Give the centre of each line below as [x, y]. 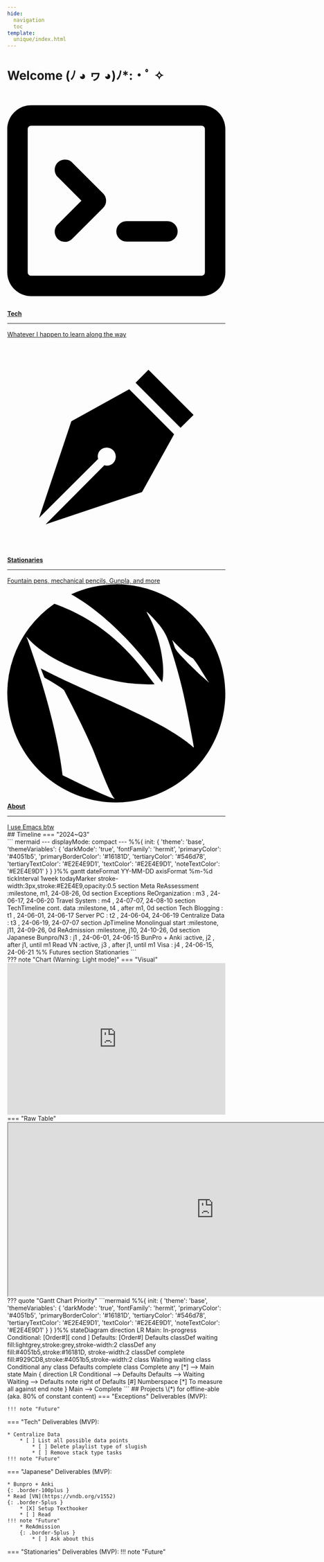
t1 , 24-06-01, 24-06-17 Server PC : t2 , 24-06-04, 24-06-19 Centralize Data [116, 916]
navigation [29, 20]
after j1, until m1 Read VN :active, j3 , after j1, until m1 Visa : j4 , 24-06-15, [110, 945]
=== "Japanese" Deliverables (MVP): [60, 1472]
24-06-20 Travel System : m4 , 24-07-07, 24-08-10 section [111, 900]
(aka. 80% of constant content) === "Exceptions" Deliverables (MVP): [107, 1396]
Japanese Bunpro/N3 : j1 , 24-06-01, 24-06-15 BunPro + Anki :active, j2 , [111, 938]
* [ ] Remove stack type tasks [77, 1453]
